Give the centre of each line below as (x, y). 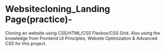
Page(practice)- (39, 19)
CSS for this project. (26, 43)
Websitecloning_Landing (58, 9)
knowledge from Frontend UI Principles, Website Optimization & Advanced (81, 38)
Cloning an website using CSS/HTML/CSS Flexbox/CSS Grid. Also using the (83, 33)
